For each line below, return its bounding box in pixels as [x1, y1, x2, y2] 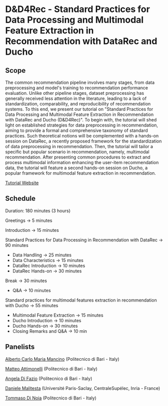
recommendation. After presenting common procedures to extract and [5, 154, 150, 160]
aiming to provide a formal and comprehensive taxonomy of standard [5, 127, 148, 133]
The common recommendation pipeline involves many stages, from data [5, 79, 155, 85]
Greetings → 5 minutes [5, 217, 53, 223]
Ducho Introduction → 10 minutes [12, 317, 82, 323]
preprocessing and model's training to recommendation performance [5, 85, 148, 91]
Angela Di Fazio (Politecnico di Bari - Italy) [5, 375, 93, 381]
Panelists [5, 343, 35, 351]
